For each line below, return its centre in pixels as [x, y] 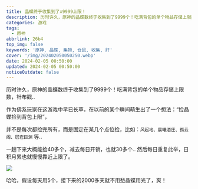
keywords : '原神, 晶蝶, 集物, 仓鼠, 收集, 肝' [60, 50]
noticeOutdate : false [33, 72]
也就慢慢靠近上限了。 [47, 157]
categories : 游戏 [27, 22]
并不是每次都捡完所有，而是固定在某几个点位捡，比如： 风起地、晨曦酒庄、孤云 [97, 129]
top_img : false [25, 45]
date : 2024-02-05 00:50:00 [39, 61]
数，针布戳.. [21, 97]
